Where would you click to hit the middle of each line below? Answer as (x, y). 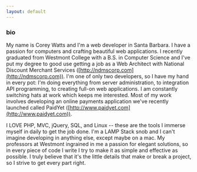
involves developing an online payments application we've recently (88, 101)
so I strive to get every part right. (46, 163)
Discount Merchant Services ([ (43, 70)
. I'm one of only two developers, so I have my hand (126, 76)
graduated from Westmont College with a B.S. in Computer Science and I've (98, 57)
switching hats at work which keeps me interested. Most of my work (89, 95)
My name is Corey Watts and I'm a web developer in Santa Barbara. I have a (98, 45)
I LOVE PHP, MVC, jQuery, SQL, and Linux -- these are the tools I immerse (96, 125)
